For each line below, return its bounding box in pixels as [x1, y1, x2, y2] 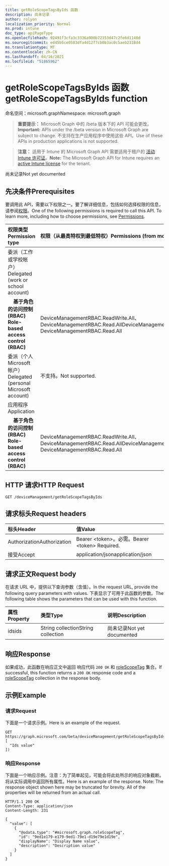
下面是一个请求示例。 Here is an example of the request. [5, 720, 121, 726]
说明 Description [107, 612, 146, 619]
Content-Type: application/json [5, 804, 73, 809]
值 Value [76, 526, 96, 533]
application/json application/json [76, 551, 152, 558]
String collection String [40, 625, 94, 632]
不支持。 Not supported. [40, 373, 97, 379]
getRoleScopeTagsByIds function [5, 93, 148, 105]
